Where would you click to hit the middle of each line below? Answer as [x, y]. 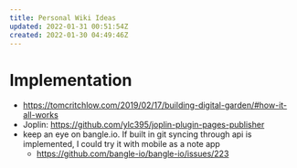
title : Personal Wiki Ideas [63, 18]
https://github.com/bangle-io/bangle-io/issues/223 [133, 154]
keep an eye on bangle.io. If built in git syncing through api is [137, 134]
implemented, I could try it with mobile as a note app [122, 144]
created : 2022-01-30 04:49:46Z [69, 35]
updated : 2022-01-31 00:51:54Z [69, 26]
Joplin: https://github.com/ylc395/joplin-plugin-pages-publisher [143, 125]
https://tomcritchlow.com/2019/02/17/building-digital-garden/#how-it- [155, 105]
